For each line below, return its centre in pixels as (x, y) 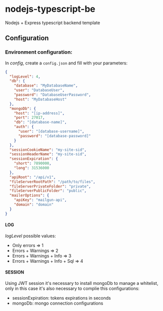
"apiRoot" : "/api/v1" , (33, 177)
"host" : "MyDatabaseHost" (41, 99)
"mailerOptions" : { (29, 195)
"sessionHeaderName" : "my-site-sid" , (48, 154)
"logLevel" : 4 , (25, 77)
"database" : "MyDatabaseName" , (46, 86)
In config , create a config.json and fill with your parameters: (66, 63)
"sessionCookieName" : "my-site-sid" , (48, 150)
